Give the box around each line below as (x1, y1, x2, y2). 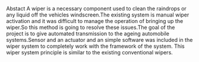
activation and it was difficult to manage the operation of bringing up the (6, 18, 184, 24)
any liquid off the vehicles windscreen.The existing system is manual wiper (6, 11, 189, 18)
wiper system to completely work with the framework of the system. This (6, 43, 185, 50)
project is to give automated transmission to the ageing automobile (6, 30, 169, 37)
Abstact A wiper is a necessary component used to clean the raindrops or (6, 5, 187, 12)
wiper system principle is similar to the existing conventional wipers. (6, 49, 173, 56)
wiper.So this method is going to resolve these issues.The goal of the (6, 24, 175, 31)
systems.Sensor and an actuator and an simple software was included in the (6, 37, 193, 43)
